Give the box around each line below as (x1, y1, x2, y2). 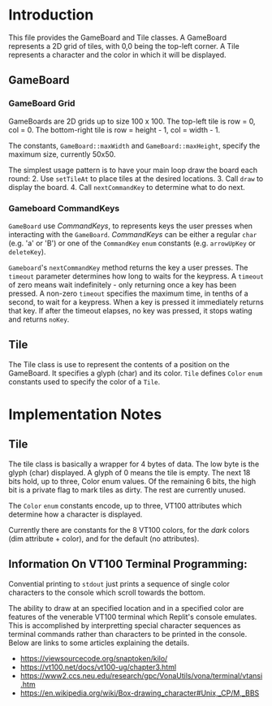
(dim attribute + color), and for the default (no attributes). (8, 534, 200, 544)
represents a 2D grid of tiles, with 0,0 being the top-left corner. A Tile (8, 41, 240, 50)
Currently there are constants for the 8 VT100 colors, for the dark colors (8, 525, 250, 535)
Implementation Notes (8, 405, 162, 423)
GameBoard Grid (8, 97, 76, 109)
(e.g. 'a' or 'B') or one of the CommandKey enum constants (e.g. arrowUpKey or (8, 238, 256, 248)
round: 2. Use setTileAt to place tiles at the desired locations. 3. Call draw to (8, 173, 264, 184)
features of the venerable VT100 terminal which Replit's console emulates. (8, 612, 257, 622)
